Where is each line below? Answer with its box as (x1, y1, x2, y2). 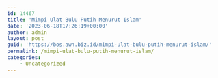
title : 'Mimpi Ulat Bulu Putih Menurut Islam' (7, 16, 142, 23)
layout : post (7, 35, 44, 42)
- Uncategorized (19, 60, 66, 67)
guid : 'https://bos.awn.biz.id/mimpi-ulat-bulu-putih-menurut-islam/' (7, 41, 213, 48)
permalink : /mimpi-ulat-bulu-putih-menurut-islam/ (7, 48, 154, 55)
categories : (7, 54, 41, 61)
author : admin (7, 28, 48, 36)
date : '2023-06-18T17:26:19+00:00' (7, 22, 109, 29)
